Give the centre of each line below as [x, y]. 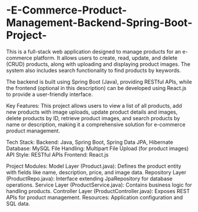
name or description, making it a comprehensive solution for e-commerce [96, 124]
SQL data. [18, 203]
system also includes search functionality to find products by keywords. [94, 70]
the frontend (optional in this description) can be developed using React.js [96, 88]
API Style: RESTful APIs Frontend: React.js [57, 154]
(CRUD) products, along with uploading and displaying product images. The [98, 64]
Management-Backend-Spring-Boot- [99, 23]
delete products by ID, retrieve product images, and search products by [93, 118]
